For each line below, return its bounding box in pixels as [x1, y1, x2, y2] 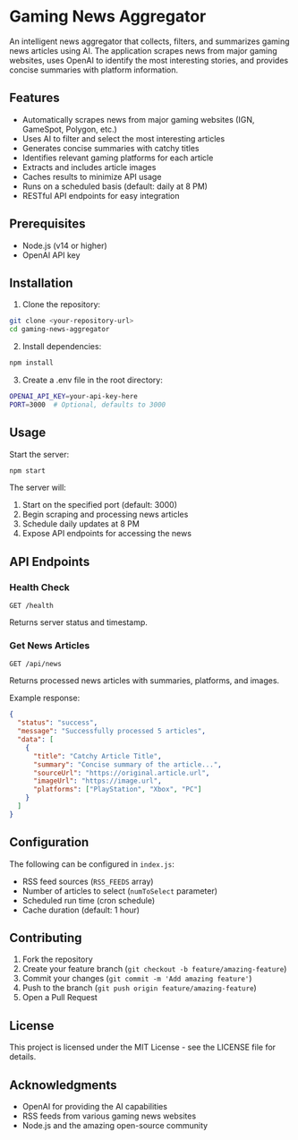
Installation [9, 275, 73, 290]
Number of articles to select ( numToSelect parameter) [21, 885, 217, 896]
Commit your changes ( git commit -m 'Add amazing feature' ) [21, 973, 252, 984]
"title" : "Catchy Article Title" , [32, 751, 163, 760]
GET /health [9, 602, 54, 611]
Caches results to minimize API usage [21, 171, 162, 182]
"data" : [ [17, 735, 54, 744]
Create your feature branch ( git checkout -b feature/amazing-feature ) [21, 964, 287, 974]
